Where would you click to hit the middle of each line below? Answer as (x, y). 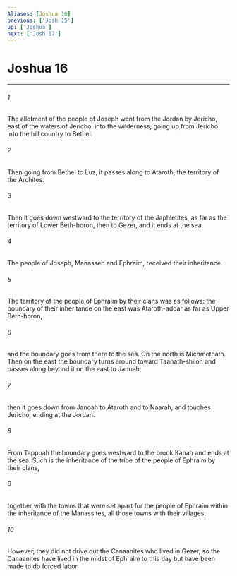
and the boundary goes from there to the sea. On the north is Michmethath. (117, 354)
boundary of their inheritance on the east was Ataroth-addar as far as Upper (118, 308)
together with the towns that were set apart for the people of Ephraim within (117, 506)
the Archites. (26, 179)
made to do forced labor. (43, 566)
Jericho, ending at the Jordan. (51, 414)
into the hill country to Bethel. (50, 134)
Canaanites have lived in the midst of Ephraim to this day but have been (111, 559)
